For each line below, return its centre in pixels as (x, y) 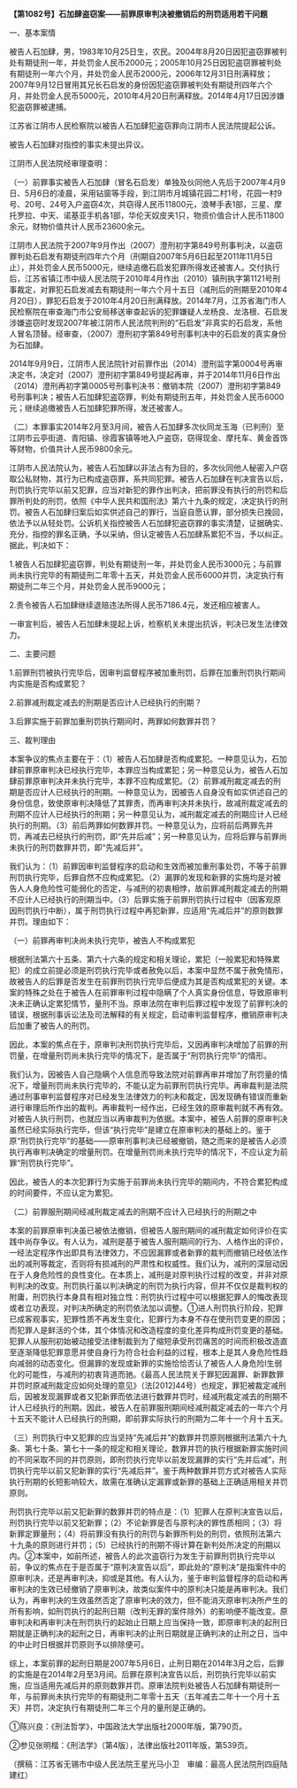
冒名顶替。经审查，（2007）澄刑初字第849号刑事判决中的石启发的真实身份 (152, 334)
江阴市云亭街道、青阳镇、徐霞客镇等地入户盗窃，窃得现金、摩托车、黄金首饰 (148, 438)
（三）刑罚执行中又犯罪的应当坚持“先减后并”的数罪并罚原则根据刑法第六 (141, 1437)
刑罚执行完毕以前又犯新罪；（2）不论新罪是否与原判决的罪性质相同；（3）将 (146, 1523)
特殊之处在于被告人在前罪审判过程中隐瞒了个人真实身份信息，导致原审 (152, 992)
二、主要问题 (32, 654)
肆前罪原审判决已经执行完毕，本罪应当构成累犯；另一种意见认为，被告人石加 (148, 770)
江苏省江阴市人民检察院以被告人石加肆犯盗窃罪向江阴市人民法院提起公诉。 (145, 126)
